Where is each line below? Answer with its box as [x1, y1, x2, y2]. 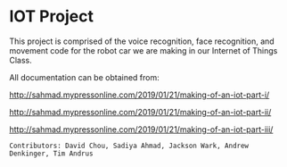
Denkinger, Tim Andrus [9, 149, 94, 158]
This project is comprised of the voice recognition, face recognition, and [9, 36, 275, 46]
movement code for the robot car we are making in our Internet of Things [9, 45, 278, 55]
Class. [9, 54, 33, 65]
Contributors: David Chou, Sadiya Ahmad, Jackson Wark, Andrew [9, 141, 250, 150]
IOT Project [9, 6, 94, 27]
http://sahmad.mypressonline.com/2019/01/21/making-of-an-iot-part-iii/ [9, 123, 274, 135]
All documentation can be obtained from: [9, 71, 160, 82]
